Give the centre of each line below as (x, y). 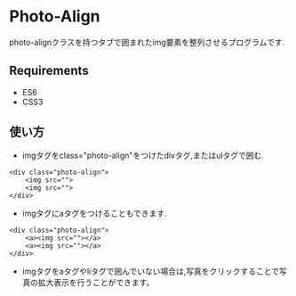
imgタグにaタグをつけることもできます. (94, 213)
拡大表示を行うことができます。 (96, 282)
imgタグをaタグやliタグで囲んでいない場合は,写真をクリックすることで (151, 271)
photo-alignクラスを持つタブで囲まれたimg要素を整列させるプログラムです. (147, 42)
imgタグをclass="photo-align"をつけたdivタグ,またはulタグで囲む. (143, 155)
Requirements (49, 71)
